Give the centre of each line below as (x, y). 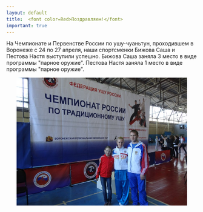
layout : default (27, 13)
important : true (27, 25)
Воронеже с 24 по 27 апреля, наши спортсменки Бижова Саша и (91, 50)
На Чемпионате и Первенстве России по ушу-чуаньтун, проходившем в (100, 44)
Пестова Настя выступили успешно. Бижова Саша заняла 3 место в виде (101, 56)
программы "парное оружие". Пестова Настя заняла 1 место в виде (95, 63)
